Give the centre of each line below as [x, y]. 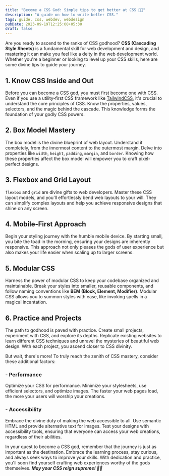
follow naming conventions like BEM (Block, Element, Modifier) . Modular [81, 291]
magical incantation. [26, 302]
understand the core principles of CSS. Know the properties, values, [76, 103]
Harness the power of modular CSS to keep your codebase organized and [82, 281]
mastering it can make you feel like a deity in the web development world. [82, 54]
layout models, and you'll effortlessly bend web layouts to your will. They [81, 197]
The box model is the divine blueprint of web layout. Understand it [74, 142]
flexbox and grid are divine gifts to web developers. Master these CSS [79, 192]
